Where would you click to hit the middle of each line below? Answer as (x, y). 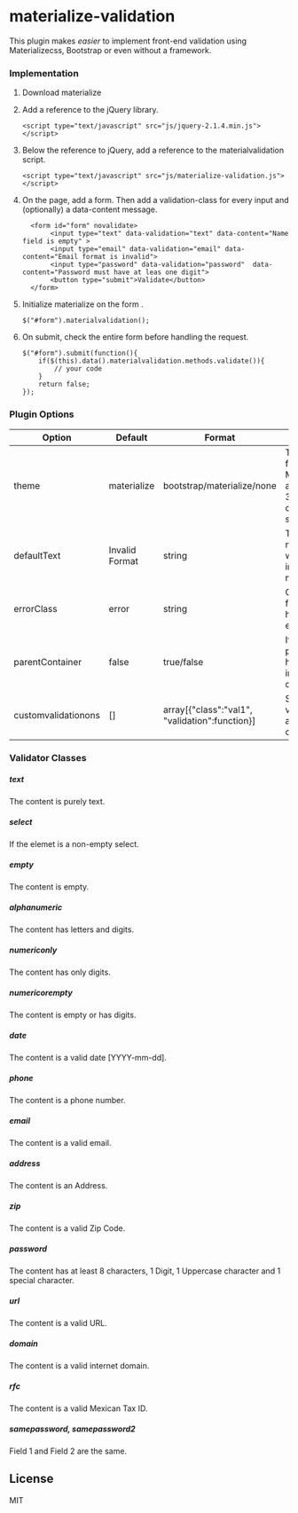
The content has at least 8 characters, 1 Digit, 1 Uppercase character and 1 (145, 1271)
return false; (64, 384)
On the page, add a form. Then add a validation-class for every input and (155, 200)
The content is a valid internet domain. (79, 1366)
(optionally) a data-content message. (90, 209)
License (31, 1479)
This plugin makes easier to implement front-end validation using (128, 41)
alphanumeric (36, 907)
